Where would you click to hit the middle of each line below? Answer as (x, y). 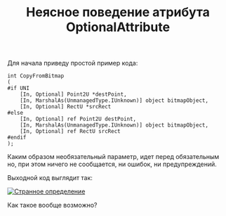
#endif (17, 138)
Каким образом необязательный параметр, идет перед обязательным (113, 157)
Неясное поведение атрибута (118, 12)
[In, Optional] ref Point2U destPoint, (78, 119)
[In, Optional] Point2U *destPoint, (74, 95)
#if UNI (19, 89)
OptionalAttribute (118, 27)
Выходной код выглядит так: (50, 178)
